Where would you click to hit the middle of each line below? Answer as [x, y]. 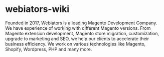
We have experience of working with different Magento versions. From [78, 28]
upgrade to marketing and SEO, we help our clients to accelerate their [77, 39]
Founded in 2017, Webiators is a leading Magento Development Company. [81, 23]
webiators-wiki [37, 9]
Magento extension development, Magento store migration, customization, [82, 33]
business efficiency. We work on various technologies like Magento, [75, 44]
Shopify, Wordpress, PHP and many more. [49, 49]
